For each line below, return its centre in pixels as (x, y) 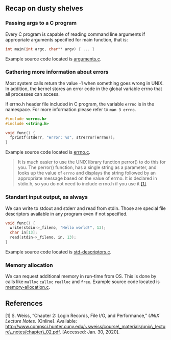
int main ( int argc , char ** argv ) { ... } (50, 49)
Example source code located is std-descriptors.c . (58, 252)
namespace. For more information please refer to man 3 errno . (71, 109)
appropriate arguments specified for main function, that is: (67, 39)
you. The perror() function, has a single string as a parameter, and (87, 167)
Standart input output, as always (47, 197)
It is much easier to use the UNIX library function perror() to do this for (92, 162)
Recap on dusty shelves (44, 8)
